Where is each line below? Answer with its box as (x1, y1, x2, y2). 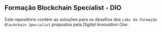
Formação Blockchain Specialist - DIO (4, 4, 121, 12)
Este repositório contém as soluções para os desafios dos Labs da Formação (4, 16, 157, 22)
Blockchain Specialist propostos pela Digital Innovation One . (4, 21, 129, 27)
